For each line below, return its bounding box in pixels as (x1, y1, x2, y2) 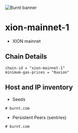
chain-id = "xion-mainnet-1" (5, 66, 65, 70)
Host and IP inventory (5, 83, 73, 92)
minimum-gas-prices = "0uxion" (5, 69, 70, 75)
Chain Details (5, 52, 47, 61)
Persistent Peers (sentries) (12, 114, 67, 120)
